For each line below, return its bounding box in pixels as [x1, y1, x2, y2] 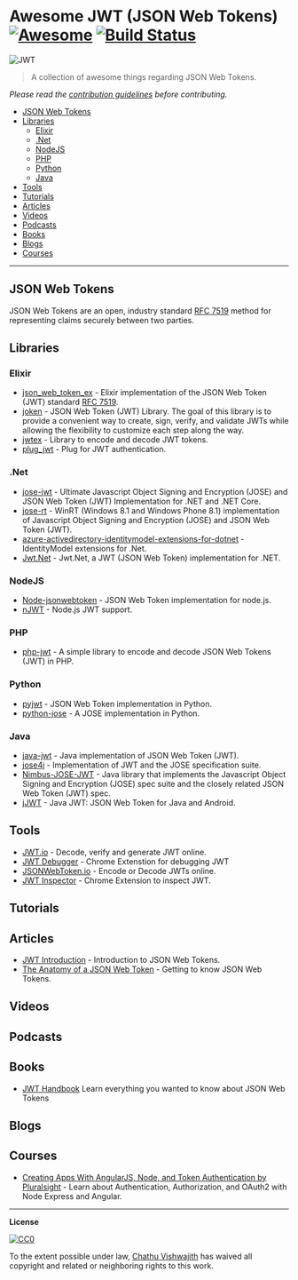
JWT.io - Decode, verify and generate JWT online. [21, 847, 207, 857]
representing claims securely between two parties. [9, 314, 195, 325]
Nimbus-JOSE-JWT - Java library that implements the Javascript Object [21, 768, 286, 779]
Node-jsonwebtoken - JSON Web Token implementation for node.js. [21, 595, 272, 606]
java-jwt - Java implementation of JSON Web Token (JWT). [21, 750, 239, 760]
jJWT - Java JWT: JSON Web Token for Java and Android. [21, 797, 237, 807]
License [9, 1216, 40, 1227]
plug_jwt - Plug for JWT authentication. [21, 444, 167, 455]
